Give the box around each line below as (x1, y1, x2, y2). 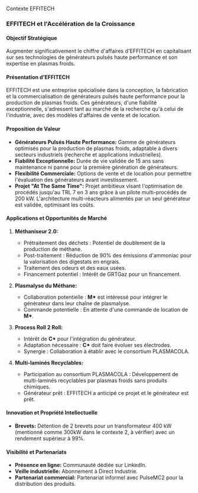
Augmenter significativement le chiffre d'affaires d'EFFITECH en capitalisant (6, 47, 191, 55)
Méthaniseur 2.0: (14, 227, 59, 235)
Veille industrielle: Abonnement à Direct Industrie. (14, 468, 138, 475)
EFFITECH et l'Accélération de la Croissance (6, 19, 135, 28)
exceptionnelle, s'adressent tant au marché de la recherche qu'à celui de (6, 106, 184, 113)
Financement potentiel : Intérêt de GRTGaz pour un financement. (23, 270, 181, 277)
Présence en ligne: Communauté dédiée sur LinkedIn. (14, 462, 147, 469)
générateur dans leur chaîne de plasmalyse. (23, 299, 131, 306)
